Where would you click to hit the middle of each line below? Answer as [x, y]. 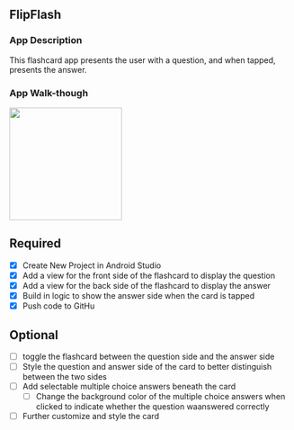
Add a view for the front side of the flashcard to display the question [149, 275]
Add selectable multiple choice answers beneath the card [129, 387]
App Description [46, 40]
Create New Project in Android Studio [92, 265]
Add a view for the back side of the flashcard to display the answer [147, 285]
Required [35, 243]
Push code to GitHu [58, 306]
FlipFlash [35, 15]
